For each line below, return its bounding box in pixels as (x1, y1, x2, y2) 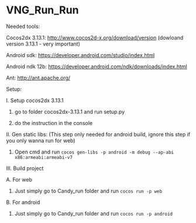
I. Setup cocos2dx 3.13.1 (6, 97, 64, 104)
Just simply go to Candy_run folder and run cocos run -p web (14, 187, 163, 194)
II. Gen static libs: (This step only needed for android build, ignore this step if (6, 131, 191, 138)
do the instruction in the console (14, 119, 92, 126)
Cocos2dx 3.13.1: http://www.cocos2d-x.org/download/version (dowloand (6, 34, 184, 41)
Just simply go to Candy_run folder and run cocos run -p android (14, 210, 173, 217)
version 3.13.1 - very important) (6, 40, 81, 47)
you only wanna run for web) (6, 137, 75, 144)
